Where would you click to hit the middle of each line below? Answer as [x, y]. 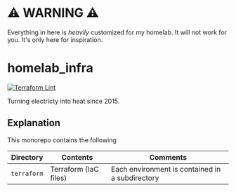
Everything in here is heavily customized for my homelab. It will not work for [117, 32]
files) [59, 178]
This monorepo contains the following [62, 140]
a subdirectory [135, 178]
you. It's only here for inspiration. [55, 39]
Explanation [34, 123]
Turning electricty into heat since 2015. [64, 101]
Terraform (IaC [75, 169]
